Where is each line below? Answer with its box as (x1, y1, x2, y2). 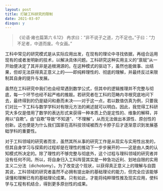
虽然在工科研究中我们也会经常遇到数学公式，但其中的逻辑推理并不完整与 (5, 86, 149, 91)
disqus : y (5, 20, 25, 26)
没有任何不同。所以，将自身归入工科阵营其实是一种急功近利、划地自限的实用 (5, 156, 158, 163)
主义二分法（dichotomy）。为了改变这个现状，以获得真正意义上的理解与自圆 (5, 163, 156, 169)
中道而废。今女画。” (33, 41, 72, 47)
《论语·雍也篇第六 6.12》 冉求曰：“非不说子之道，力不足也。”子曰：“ (16, 35, 151, 40)
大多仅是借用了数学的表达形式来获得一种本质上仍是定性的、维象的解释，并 (9, 110, 158, 116)
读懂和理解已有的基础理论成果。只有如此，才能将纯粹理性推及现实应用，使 (5, 175, 154, 181)
